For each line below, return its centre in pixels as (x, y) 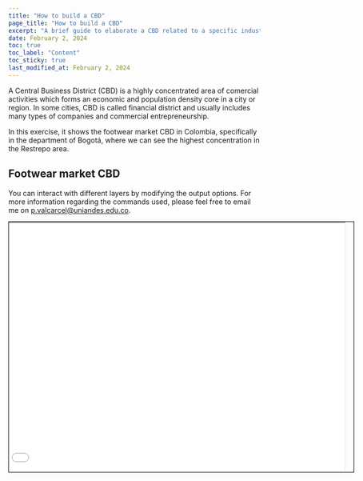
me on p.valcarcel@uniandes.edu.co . (70, 210)
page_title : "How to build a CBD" (66, 23)
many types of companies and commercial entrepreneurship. (109, 116)
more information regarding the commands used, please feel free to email (130, 202)
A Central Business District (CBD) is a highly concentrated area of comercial (134, 90)
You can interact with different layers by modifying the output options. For (130, 193)
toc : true (25, 46)
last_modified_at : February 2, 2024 (69, 68)
